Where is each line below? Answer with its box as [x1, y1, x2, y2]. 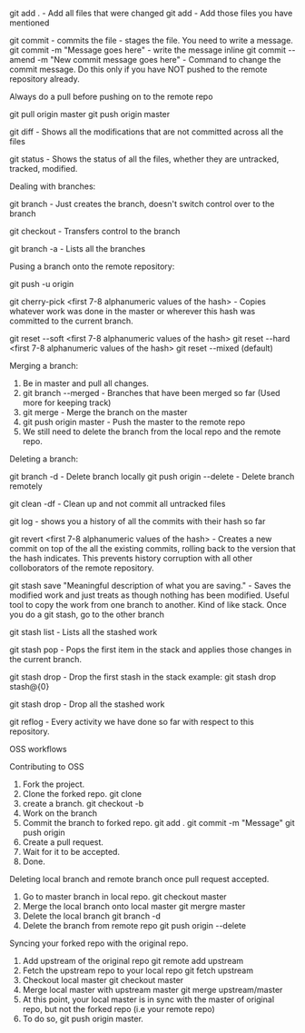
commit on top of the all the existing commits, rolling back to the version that [9, 543, 296, 553]
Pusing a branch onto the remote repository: [9, 261, 175, 272]
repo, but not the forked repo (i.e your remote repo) [22, 1004, 215, 1014]
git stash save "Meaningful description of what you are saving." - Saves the [9, 581, 291, 591]
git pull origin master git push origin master [9, 109, 171, 119]
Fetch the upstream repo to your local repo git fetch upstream [22, 965, 254, 976]
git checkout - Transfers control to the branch [9, 226, 181, 236]
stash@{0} [9, 681, 50, 691]
